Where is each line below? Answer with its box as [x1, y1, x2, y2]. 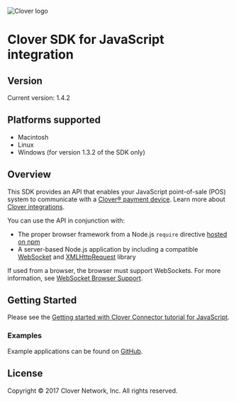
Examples [7, 330, 43, 340]
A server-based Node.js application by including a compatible [17, 245, 198, 253]
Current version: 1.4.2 [7, 94, 71, 102]
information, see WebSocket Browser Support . [7, 274, 143, 282]
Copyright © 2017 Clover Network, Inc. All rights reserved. [7, 386, 178, 395]
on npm [17, 238, 40, 246]
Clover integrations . [7, 202, 65, 211]
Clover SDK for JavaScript [7, 32, 164, 48]
